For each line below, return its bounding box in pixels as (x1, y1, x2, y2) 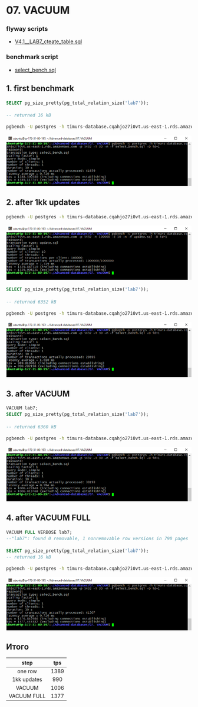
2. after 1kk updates (6, 198, 80, 208)
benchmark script (6, 53, 59, 61)
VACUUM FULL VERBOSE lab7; (6, 529, 72, 535)
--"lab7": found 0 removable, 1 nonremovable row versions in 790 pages (6, 535, 189, 541)
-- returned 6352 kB (6, 299, 57, 305)
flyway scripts (6, 25, 48, 33)
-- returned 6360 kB (6, 424, 57, 430)
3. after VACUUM (6, 389, 70, 399)
